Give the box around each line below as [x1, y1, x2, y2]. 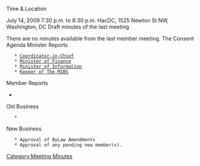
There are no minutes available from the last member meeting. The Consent [6, 35, 195, 42]
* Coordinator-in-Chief [14, 53, 74, 59]
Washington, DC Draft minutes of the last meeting [6, 24, 130, 30]
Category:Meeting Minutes [6, 153, 73, 159]
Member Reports [6, 80, 48, 86]
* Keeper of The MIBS [14, 69, 69, 75]
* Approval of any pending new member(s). [14, 142, 122, 148]
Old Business [6, 103, 39, 110]
